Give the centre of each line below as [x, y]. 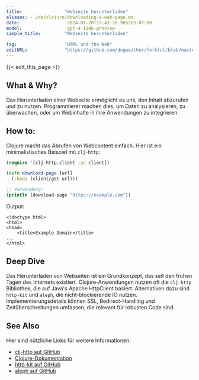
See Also [23, 326]
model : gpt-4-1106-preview [61, 28]
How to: [21, 131]
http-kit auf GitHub [38, 364]
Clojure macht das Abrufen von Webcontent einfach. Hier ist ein [84, 145]
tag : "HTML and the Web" [59, 45]
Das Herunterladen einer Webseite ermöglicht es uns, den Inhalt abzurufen [97, 100]
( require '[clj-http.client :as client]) [58, 163]
